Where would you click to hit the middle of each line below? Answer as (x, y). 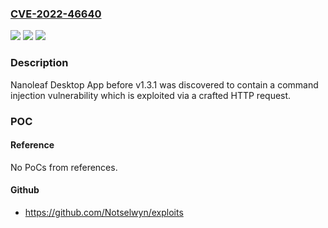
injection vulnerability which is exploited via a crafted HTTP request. (151, 95)
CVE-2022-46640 (56, 14)
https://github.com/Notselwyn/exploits (104, 212)
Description (39, 63)
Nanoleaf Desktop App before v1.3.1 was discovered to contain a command (164, 84)
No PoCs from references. (64, 167)
